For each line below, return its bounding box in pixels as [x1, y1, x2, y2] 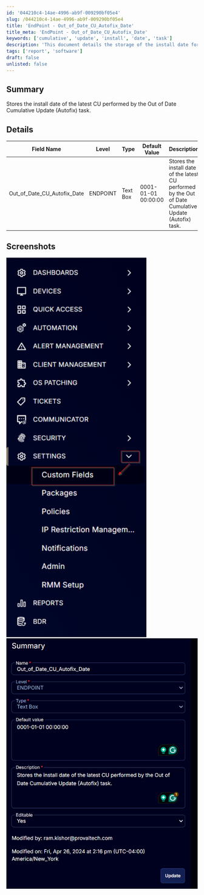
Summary [6, 84, 44, 95]
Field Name [32, 146, 61, 153]
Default [142, 142, 162, 149]
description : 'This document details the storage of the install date [6, 42, 189, 48]
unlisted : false [6, 61, 47, 67]
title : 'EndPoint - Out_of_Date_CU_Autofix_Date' [6, 22, 135, 29]
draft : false [6, 55, 39, 61]
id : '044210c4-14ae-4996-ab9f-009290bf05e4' [6, 10, 121, 16]
